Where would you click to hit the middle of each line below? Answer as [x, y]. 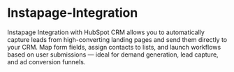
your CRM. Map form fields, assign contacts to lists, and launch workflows [114, 47]
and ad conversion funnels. [46, 62]
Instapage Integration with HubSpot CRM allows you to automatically [106, 32]
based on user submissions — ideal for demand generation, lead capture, [113, 55]
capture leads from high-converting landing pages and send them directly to [117, 39]
